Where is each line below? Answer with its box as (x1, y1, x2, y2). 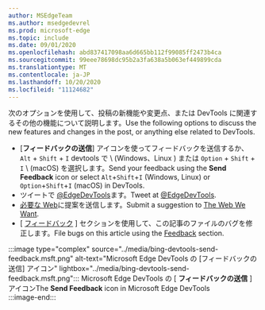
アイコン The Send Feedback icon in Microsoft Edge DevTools (8, 284, 210, 293)
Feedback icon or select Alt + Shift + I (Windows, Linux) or (19, 172, 210, 182)
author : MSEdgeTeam (8, 11, 73, 20)
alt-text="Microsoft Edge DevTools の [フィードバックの (75, 254, 258, 263)
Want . (19, 209, 40, 219)
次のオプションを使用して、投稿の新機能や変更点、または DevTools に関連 (8, 108, 251, 118)
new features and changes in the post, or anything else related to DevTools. (8, 127, 255, 137)
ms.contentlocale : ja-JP (8, 71, 90, 79)
